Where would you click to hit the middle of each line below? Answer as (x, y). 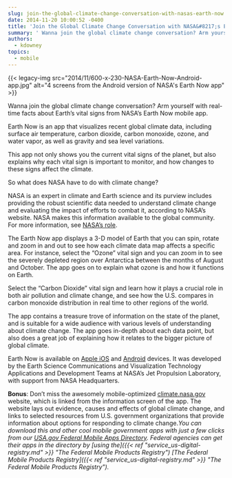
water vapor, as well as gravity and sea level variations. (86, 141)
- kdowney (28, 45)
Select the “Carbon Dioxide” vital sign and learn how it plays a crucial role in (115, 288)
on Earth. (21, 274)
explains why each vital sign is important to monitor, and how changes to (111, 162)
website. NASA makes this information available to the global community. (112, 217)
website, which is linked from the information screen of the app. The (105, 401)
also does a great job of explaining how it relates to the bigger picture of (110, 338)
